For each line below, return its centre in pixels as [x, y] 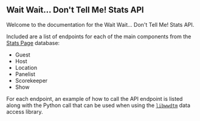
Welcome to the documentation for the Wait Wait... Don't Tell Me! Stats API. [100, 24]
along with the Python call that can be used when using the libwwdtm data [98, 105]
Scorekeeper [31, 80]
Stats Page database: [33, 43]
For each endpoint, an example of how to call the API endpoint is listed [95, 99]
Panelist [25, 74]
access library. [25, 111]
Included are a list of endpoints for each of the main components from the [99, 36]
